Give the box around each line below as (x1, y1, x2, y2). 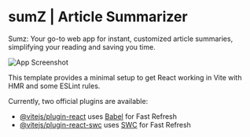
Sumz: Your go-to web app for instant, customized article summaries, (8, 34, 233, 43)
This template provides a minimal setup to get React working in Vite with (8, 72, 242, 82)
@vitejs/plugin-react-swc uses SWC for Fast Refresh (19, 120, 191, 129)
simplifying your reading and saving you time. (8, 42, 156, 51)
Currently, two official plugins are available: (8, 96, 149, 106)
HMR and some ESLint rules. (8, 81, 101, 91)
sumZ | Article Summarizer (8, 8, 188, 26)
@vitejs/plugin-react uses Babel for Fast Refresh (19, 111, 178, 121)
